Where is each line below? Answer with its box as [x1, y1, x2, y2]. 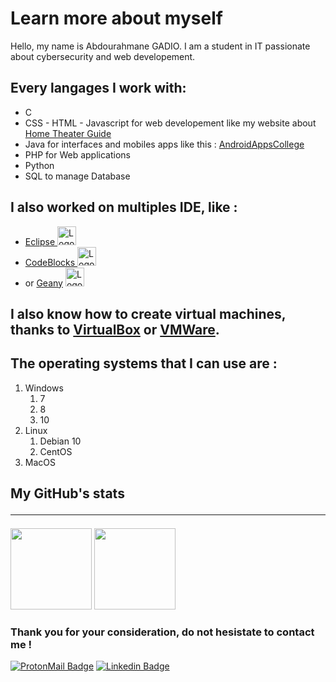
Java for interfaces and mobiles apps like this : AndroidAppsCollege [24, 138, 305, 150]
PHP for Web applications [24, 148, 131, 161]
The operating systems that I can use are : [10, 355, 278, 372]
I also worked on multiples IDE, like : [10, 199, 238, 216]
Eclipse [24, 235, 56, 247]
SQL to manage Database [24, 170, 131, 182]
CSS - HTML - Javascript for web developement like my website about [24, 117, 317, 129]
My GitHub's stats [10, 485, 125, 502]
